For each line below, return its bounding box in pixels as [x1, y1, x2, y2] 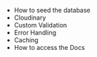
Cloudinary [13, 13, 46, 22]
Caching [13, 36, 39, 44]
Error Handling [13, 28, 57, 37]
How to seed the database [13, 6, 91, 14]
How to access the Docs [13, 44, 86, 51]
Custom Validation [13, 21, 67, 29]
